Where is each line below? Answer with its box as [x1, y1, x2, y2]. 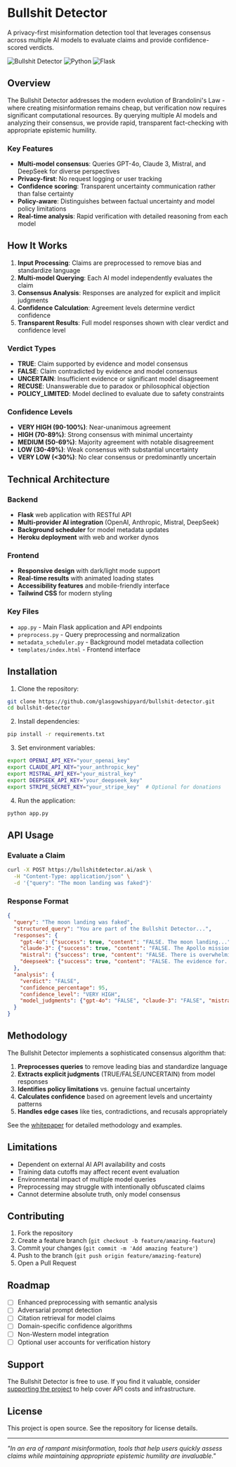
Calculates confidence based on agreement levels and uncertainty [17, 1092, 213, 1101]
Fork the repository [17, 1229, 74, 1237]
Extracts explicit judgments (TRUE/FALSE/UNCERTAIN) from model [17, 1070, 216, 1078]
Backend [7, 495, 39, 505]
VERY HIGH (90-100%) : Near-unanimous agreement [17, 423, 171, 431]
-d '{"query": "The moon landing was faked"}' [13, 879, 152, 886]
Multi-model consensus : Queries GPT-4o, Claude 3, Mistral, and [17, 160, 206, 168]
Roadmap [7, 1279, 51, 1291]
